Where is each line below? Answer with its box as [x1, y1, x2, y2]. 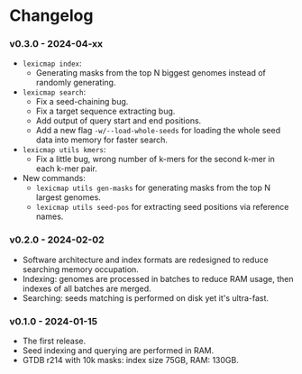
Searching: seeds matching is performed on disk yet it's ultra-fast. [22, 292, 269, 303]
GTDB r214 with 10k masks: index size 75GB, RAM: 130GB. [22, 355, 239, 366]
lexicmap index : [22, 58, 83, 68]
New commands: [22, 173, 86, 184]
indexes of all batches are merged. [22, 283, 151, 294]
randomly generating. [35, 78, 116, 88]
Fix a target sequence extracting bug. [35, 105, 176, 117]
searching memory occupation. [22, 263, 140, 275]
